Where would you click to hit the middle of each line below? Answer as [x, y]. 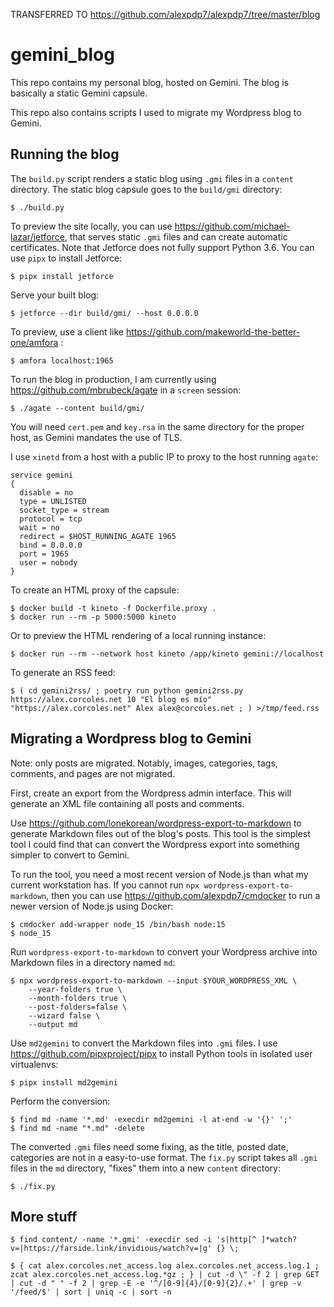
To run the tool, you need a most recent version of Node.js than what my [159, 874]
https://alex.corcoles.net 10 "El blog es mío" [111, 699]
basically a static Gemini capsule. [79, 93]
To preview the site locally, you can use [91, 226]
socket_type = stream [64, 510]
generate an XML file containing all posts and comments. [127, 803]
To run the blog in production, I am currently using [113, 379]
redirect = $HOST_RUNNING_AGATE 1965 [98, 536]
